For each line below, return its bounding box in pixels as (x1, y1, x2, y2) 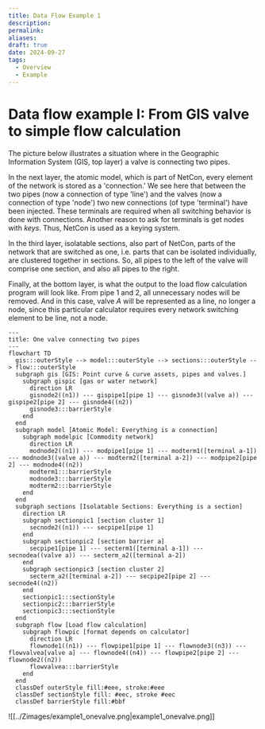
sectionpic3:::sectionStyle (22, 606, 115, 615)
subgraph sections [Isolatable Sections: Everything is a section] (15, 502, 244, 510)
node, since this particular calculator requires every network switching (8, 304, 239, 314)
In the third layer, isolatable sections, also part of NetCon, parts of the (8, 238, 236, 248)
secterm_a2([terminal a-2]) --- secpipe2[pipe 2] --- (29, 572, 212, 580)
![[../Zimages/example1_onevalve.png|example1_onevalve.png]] (8, 711, 216, 721)
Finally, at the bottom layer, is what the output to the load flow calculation (8, 279, 248, 289)
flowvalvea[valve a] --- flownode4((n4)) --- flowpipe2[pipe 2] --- (8, 649, 240, 657)
